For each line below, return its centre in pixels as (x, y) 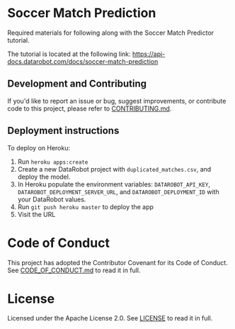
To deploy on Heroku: (39, 147)
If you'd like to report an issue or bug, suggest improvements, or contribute (117, 101)
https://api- (149, 54)
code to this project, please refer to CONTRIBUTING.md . (90, 108)
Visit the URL (36, 214)
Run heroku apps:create (53, 162)
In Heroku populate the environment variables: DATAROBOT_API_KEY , (114, 184)
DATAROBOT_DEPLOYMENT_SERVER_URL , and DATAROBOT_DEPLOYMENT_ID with (118, 191)
